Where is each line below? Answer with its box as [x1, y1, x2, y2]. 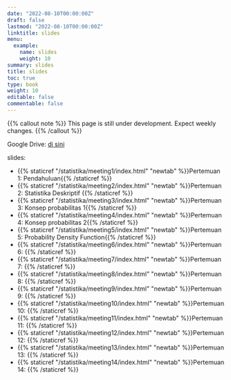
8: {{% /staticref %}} [17, 277, 76, 285]
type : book [7, 81, 39, 88]
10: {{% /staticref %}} [17, 306, 79, 315]
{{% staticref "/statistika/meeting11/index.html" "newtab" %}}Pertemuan [17, 314, 223, 322]
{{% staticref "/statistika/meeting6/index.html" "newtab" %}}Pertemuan [17, 240, 222, 248]
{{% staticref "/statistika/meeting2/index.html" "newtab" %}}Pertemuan [17, 181, 222, 190]
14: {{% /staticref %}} [17, 365, 80, 374]
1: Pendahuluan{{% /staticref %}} [17, 174, 113, 182]
